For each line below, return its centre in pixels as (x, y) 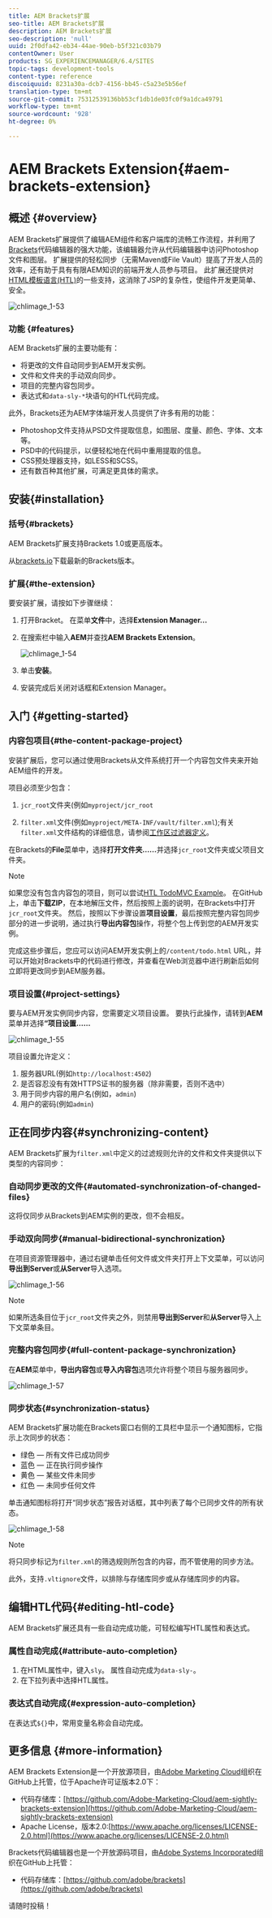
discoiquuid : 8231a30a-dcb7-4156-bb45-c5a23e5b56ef (97, 84)
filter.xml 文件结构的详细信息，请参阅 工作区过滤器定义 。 (117, 832)
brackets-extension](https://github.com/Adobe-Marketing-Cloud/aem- (138, 1808)
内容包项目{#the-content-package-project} (96, 741)
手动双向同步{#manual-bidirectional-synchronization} (117, 1239)
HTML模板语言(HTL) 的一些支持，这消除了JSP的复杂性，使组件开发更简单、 (134, 279)
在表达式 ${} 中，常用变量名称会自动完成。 (78, 1722)
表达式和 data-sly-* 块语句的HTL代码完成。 (92, 396)
